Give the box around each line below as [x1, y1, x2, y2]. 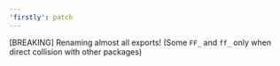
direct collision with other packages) [9, 46, 143, 57]
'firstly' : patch [9, 12, 74, 22]
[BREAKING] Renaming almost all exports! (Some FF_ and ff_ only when [9, 37, 272, 48]
